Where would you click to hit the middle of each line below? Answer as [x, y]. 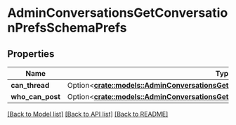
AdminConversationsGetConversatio [118, 13]
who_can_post [36, 97]
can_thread [30, 85]
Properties [31, 54]
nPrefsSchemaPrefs [67, 28]
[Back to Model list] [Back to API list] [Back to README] [88, 114]
